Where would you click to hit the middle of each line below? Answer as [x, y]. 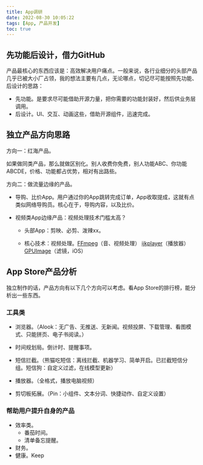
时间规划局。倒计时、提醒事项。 [55, 347]
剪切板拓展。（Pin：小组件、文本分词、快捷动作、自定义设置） [92, 393]
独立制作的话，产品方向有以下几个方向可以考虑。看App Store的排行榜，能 [98, 287]
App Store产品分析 [42, 272]
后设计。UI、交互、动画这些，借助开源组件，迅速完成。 [84, 114]
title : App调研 [25, 12]
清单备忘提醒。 [43, 440]
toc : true [19, 29]
